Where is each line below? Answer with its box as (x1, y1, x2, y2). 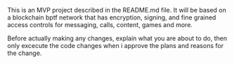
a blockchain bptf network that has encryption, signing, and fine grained (7, 13, 216, 22)
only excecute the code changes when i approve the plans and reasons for (7, 42, 223, 49)
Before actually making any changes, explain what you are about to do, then (7, 34, 227, 42)
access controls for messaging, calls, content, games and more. (7, 21, 193, 29)
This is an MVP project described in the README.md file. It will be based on (7, 6, 226, 14)
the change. (7, 49, 42, 57)
